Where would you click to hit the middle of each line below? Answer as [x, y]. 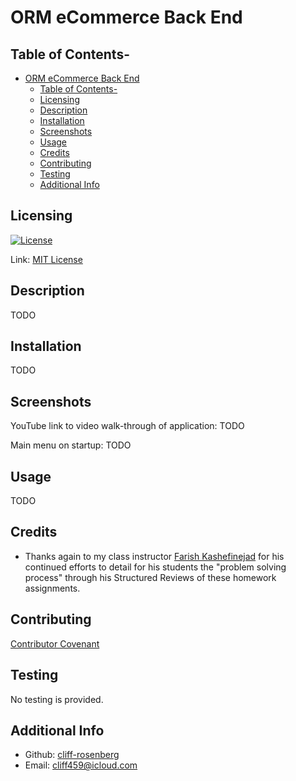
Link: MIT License [46, 259]
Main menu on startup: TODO [71, 445]
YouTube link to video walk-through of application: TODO [127, 426]
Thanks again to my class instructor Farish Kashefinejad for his [154, 556]
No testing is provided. [57, 699]
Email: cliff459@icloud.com [81, 765]
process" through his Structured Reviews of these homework [150, 577]
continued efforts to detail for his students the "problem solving [155, 567]
